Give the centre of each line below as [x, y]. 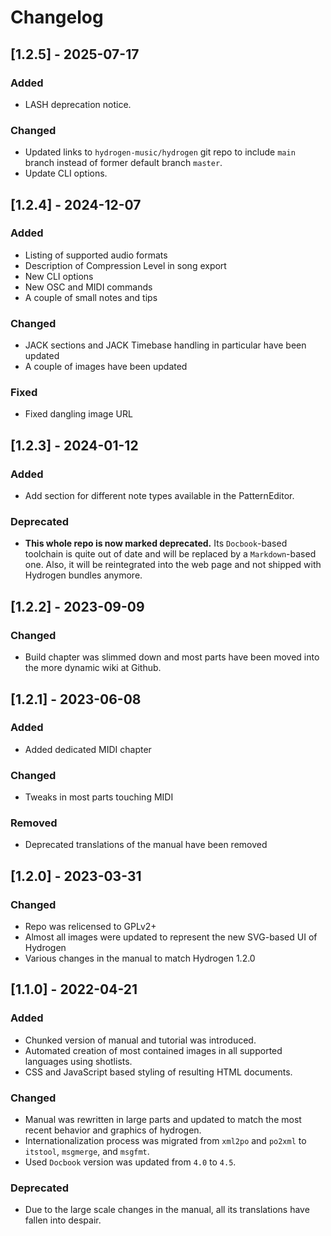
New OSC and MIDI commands [88, 287]
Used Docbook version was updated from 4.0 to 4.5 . [130, 1162]
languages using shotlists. [78, 1061]
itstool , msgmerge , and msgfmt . [87, 1152]
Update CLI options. [66, 173]
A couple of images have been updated [106, 367]
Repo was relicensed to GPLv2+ [90, 927]
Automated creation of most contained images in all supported [153, 1050]
